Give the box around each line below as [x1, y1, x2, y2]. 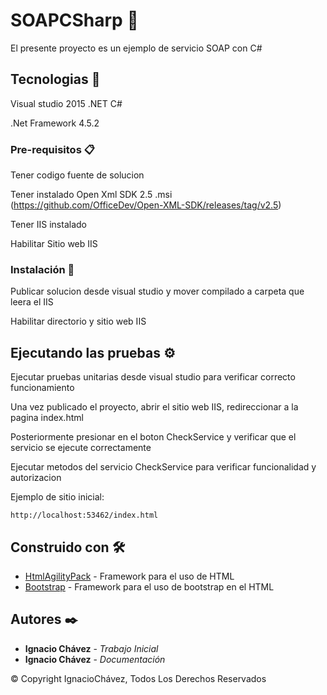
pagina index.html [10, 412, 84, 424]
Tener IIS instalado [10, 219, 87, 231]
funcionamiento [10, 382, 75, 394]
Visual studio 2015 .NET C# [10, 97, 123, 109]
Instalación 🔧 [10, 262, 75, 276]
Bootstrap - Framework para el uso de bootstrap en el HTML [24, 580, 275, 593]
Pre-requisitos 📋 [10, 142, 95, 156]
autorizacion [10, 472, 62, 484]
